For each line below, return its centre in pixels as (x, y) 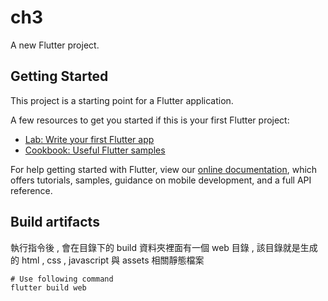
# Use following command (62, 279)
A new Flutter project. (55, 45)
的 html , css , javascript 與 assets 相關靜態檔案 (107, 260)
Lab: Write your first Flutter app (89, 139)
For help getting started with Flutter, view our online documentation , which (164, 169)
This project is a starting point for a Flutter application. (122, 100)
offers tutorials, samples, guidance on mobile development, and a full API (161, 180)
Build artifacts (55, 222)
